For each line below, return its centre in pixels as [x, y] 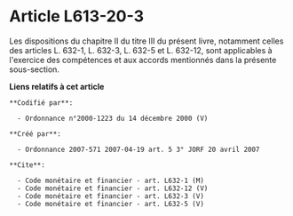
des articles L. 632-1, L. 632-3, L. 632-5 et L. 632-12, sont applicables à [141, 50]
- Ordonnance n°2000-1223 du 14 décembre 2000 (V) [113, 118]
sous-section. [35, 69]
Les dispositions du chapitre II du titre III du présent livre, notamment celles [146, 41]
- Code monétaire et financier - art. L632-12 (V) [113, 188]
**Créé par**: [36, 134]
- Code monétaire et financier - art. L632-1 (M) [111, 180]
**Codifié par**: [41, 103]
